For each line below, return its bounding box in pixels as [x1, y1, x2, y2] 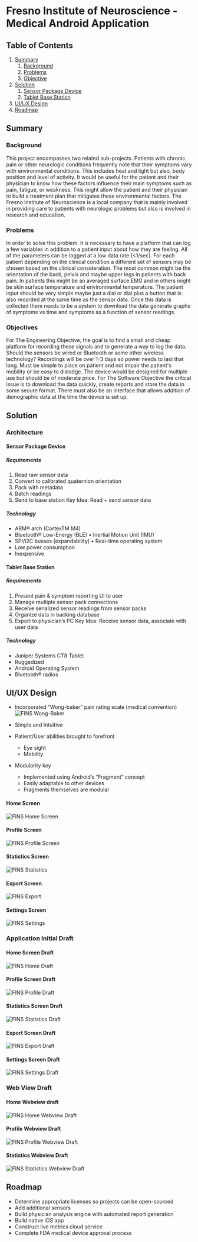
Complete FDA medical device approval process [14, 1229, 132, 1236]
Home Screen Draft [6, 949, 54, 956]
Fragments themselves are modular [23, 786, 110, 793]
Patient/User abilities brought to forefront [14, 733, 115, 740]
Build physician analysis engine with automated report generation [14, 1210, 174, 1217]
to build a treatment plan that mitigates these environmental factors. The [6, 192, 181, 199]
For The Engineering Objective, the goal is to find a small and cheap [6, 337, 171, 344]
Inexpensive [14, 550, 44, 557]
